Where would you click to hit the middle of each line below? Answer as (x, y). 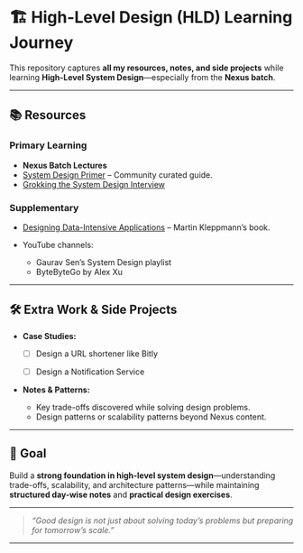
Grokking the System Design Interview (93, 184)
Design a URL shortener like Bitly (97, 354)
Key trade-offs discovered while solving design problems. (143, 407)
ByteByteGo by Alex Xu (79, 272)
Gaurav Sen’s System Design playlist (104, 262)
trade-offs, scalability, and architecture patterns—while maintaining (134, 484)
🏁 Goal (28, 453)
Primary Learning (48, 145)
